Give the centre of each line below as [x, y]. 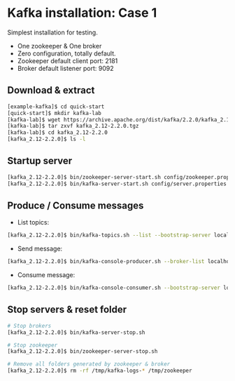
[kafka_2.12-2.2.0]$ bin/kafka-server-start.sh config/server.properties [117, 184]
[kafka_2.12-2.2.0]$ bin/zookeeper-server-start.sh [84, 177]
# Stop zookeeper [33, 345]
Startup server [40, 161]
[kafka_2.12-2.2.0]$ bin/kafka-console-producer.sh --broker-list [106, 262]
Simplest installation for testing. [52, 32]
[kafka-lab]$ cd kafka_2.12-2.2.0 [58, 133]
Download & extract [51, 90]
